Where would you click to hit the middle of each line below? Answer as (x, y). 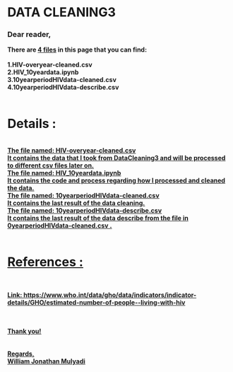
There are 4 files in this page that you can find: (77, 50)
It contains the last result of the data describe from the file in (98, 218)
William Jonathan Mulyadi (47, 361)
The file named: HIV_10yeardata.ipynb (64, 173)
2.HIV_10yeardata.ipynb (43, 72)
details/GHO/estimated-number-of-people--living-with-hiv (96, 303)
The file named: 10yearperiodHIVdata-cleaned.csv (84, 196)
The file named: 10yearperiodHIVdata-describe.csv (85, 211)
